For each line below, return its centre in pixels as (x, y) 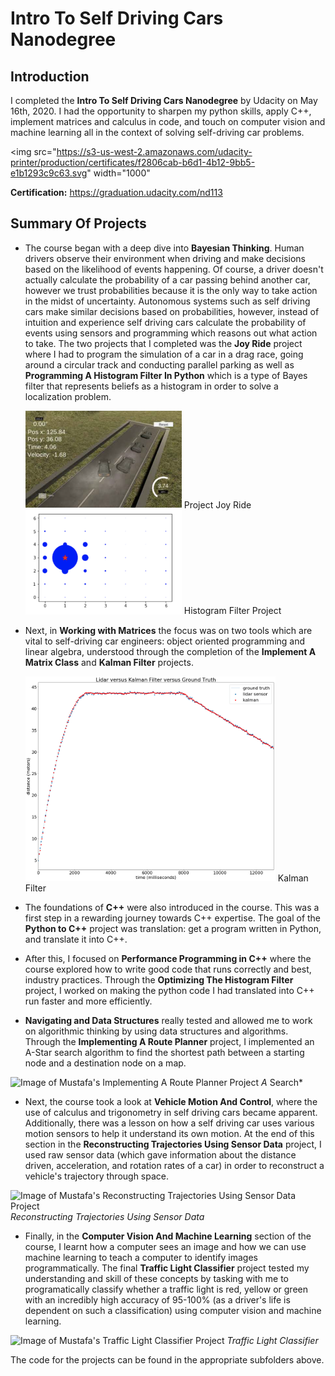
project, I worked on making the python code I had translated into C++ (169, 991)
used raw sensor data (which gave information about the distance (160, 1155)
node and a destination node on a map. (105, 1063)
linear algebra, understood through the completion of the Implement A (170, 651)
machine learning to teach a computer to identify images (141, 1258)
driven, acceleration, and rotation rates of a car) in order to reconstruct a (174, 1166)
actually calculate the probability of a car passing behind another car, (167, 279)
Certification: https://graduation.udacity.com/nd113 (116, 192)
